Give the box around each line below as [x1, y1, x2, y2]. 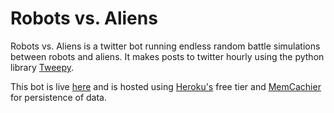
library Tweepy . [10, 61, 75, 73]
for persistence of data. [10, 91, 108, 103]
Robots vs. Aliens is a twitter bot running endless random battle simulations [10, 40, 321, 52]
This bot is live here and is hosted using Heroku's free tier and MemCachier [10, 80, 322, 92]
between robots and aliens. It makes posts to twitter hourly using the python [10, 50, 325, 62]
